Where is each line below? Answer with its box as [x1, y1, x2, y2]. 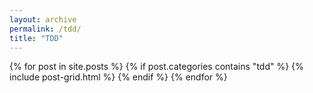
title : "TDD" [9, 33, 64, 43]
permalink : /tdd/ [9, 24, 82, 34]
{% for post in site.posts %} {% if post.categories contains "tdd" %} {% [9, 61, 304, 73]
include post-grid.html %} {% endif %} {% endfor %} [9, 71, 228, 83]
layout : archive [9, 14, 77, 25]
